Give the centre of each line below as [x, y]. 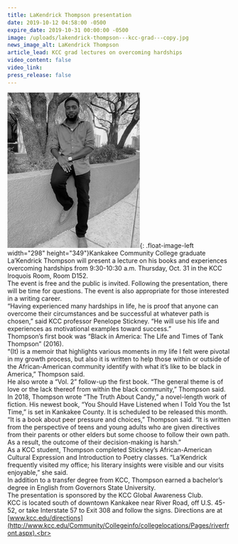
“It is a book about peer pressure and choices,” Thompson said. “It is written [119, 419]
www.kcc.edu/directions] [46, 518]
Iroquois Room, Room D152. [48, 276]
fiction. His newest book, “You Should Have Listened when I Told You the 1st [119, 404]
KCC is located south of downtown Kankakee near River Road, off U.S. [110, 503]
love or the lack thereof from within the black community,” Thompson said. [117, 389]
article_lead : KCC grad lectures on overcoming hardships [95, 53]
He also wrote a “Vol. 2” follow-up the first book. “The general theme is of [115, 382]
